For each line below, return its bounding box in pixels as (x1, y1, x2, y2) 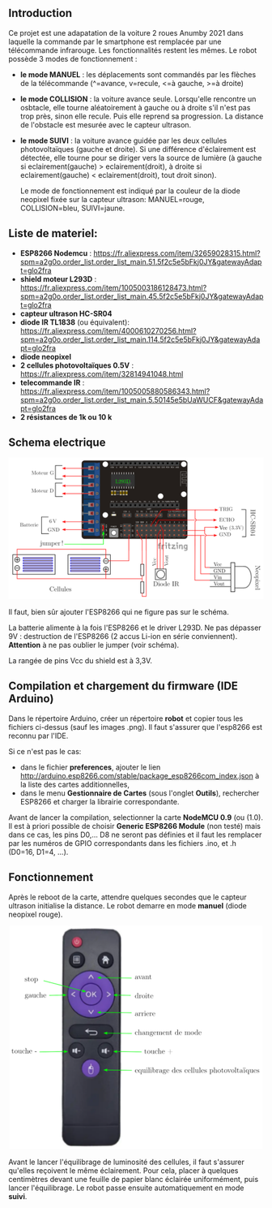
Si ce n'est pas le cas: (8, 746, 82, 756)
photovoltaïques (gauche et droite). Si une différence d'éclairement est (19, 144, 257, 153)
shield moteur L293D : (19, 274, 97, 283)
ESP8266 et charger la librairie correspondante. (19, 796, 180, 806)
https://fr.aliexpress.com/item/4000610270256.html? (19, 326, 197, 335)
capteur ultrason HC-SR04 (19, 308, 113, 318)
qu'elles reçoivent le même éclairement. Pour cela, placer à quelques (8, 1166, 239, 1176)
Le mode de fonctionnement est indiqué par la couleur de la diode (19, 186, 240, 196)
